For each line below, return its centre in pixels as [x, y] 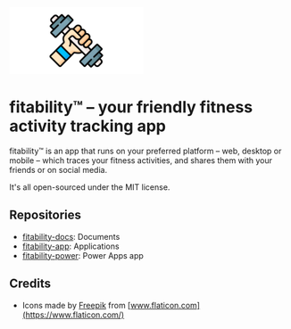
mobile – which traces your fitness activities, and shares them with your [141, 160]
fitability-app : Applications [71, 246]
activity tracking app [88, 126]
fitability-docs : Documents [71, 236]
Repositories [46, 215]
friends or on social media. [58, 169]
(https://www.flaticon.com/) [73, 315]
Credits [30, 284]
